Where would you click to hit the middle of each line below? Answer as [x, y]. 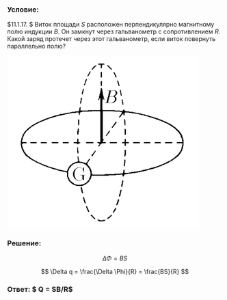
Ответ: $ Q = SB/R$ [40, 289]
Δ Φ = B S [115, 258]
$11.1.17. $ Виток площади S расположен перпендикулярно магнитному [111, 25]
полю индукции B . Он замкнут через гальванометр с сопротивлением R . [114, 31]
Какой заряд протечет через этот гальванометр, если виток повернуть [111, 39]
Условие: [23, 10]
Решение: [24, 243]
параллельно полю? [37, 46]
